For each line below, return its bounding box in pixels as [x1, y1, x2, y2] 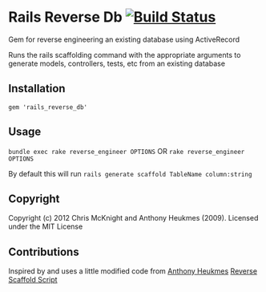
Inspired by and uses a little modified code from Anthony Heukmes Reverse [8, 266, 258, 276]
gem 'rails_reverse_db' [8, 103, 88, 112]
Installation [8, 82, 66, 95]
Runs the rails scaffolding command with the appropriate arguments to [8, 50, 241, 59]
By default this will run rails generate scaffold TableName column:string [8, 168, 252, 178]
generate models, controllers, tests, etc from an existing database [8, 59, 226, 68]
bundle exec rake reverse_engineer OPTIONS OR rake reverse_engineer [8, 146, 245, 156]
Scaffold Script [8, 275, 58, 285]
